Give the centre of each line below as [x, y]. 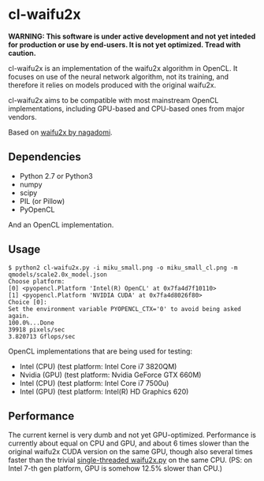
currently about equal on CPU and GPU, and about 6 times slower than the [129, 443]
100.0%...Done [32, 323]
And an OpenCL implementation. [61, 224]
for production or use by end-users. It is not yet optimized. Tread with [125, 44]
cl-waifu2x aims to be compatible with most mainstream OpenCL [113, 100]
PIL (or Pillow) [42, 201]
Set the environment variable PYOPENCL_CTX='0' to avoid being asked [125, 309]
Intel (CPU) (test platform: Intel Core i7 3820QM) [98, 366]
